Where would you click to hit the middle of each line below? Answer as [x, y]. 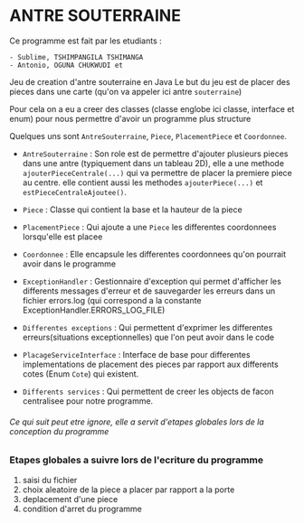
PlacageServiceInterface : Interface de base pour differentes [136, 354]
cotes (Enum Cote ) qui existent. [81, 374]
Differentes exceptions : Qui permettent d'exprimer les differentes [147, 327]
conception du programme [59, 431]
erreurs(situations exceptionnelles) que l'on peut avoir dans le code [148, 337]
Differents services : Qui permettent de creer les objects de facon [148, 391]
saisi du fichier [50, 480]
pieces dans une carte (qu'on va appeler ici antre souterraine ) [126, 91]
